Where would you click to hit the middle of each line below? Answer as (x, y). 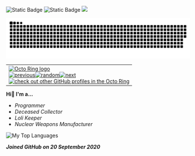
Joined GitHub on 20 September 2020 (53, 147)
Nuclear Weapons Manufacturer (53, 124)
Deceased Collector (39, 112)
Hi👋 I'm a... (20, 94)
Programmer (30, 105)
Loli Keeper (28, 118)
